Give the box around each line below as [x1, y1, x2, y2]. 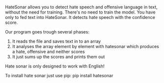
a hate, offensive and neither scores [12, 49, 85, 54]
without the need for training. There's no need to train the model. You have [5, 9, 156, 15]
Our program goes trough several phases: [5, 29, 90, 34]
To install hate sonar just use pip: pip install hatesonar [5, 73, 114, 78]
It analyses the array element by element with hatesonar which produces [12, 44, 159, 49]
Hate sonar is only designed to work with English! [5, 63, 105, 69]
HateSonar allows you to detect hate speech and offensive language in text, [5, 4, 158, 10]
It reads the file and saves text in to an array [12, 38, 101, 44]
